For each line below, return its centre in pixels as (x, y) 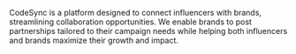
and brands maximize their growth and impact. (94, 40)
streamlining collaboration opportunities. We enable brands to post (130, 22)
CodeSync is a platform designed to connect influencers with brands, (136, 13)
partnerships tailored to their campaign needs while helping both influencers (148, 31)
